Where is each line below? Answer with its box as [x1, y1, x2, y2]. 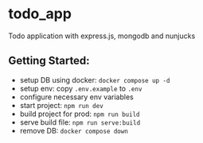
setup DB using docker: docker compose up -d [19, 75, 170, 84]
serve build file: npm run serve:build [19, 117, 141, 127]
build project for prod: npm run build [19, 109, 141, 118]
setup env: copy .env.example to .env [19, 83, 142, 93]
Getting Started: [8, 54, 90, 68]
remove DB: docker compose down [19, 126, 129, 135]
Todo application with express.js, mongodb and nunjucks [8, 31, 196, 41]
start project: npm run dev [19, 100, 103, 110]
